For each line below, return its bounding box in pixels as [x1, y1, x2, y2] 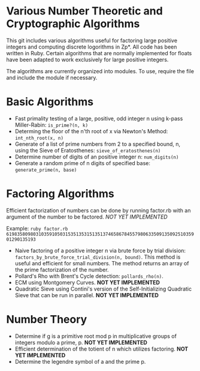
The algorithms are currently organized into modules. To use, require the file [6, 67, 195, 74]
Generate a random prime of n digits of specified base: [14, 159, 151, 166]
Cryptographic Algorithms [6, 17, 140, 31]
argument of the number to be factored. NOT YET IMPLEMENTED [6, 213, 168, 220]
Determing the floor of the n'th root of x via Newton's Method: [14, 127, 168, 134]
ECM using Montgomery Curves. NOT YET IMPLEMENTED [14, 279, 160, 286]
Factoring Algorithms [6, 187, 115, 201]
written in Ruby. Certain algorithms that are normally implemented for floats [6, 49, 192, 56]
